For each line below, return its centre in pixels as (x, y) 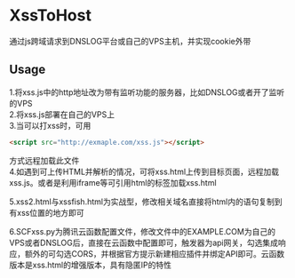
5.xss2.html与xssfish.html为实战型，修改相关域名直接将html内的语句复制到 (146, 202)
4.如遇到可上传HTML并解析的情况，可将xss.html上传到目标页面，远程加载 (144, 171)
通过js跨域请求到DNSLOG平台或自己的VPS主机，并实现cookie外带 (130, 41)
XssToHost (50, 16)
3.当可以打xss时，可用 (50, 125)
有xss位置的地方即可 (47, 212)
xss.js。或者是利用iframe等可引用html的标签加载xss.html (113, 182)
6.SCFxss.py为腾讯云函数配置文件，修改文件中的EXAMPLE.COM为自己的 (142, 231)
